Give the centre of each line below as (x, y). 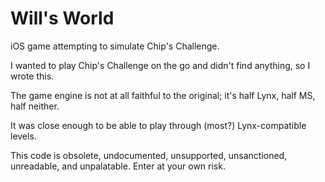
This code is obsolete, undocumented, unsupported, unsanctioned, (149, 155)
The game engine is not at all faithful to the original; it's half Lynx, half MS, (163, 95)
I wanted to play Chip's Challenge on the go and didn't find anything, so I (160, 65)
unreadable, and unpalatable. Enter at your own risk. (118, 166)
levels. (23, 136)
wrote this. (32, 76)
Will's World (62, 18)
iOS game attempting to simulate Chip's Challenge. (115, 46)
